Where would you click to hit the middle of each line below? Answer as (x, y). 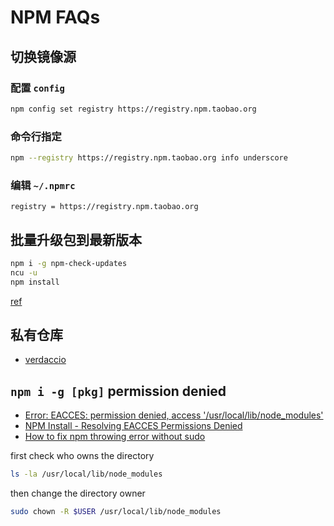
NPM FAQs (55, 17)
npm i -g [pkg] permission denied (118, 391)
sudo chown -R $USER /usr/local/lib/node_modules (116, 512)
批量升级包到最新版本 (76, 239)
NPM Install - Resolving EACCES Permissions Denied (133, 426)
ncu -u (24, 272)
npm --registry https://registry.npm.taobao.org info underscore (149, 158)
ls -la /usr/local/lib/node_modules (86, 474)
